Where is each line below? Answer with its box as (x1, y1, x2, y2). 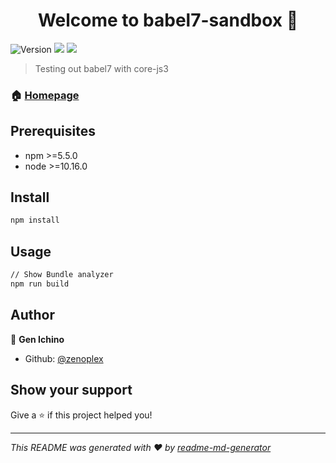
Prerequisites (10, 123, 96, 140)
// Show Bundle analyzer (10, 270, 114, 280)
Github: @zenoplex (24, 352, 104, 364)
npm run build (10, 279, 70, 289)
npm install (10, 215, 60, 226)
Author (10, 307, 55, 324)
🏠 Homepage (10, 88, 80, 102)
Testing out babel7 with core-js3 (34, 62, 169, 74)
